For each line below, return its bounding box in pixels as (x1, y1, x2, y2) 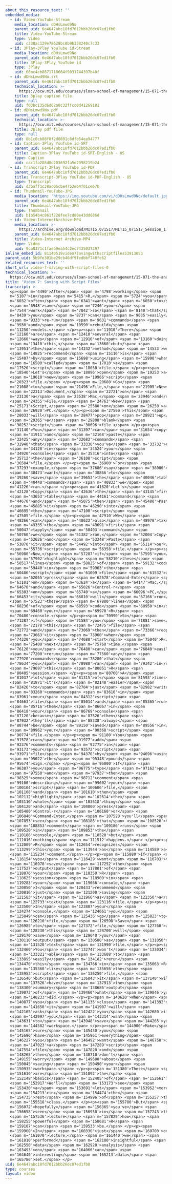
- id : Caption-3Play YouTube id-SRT (10, 141, 88, 146)
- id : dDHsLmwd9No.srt (10, 74, 58, 80)
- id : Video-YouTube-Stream (10, 17, 70, 22)
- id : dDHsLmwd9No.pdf (10, 108, 58, 113)
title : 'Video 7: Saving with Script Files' (5, 279, 102, 285)
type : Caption (14, 155, 45, 161)
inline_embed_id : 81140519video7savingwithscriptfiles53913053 (5, 251, 143, 256)
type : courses (5, 1167, 36, 1172)
